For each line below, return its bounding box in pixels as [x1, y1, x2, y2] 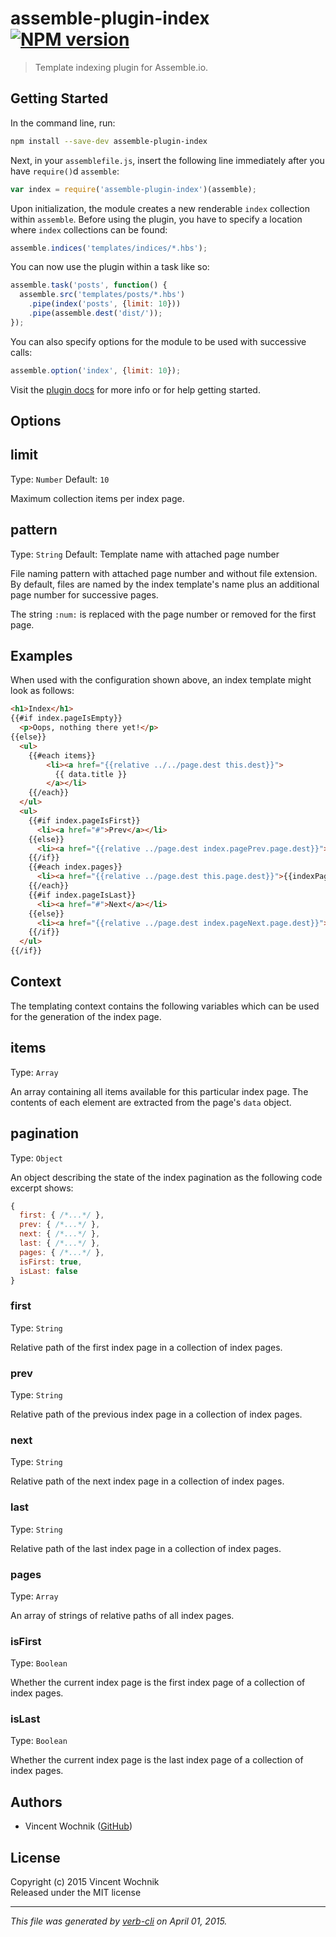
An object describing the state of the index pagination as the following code [10, 1171, 323, 1183]
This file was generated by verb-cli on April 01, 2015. [10, 1915, 228, 1927]
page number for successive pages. [10, 588, 159, 601]
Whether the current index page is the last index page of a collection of [10, 1754, 304, 1766]
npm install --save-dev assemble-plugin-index [10, 136, 208, 146]
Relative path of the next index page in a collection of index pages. [10, 1475, 285, 1487]
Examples [10, 648, 73, 665]
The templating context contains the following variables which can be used [10, 1000, 320, 1012]
